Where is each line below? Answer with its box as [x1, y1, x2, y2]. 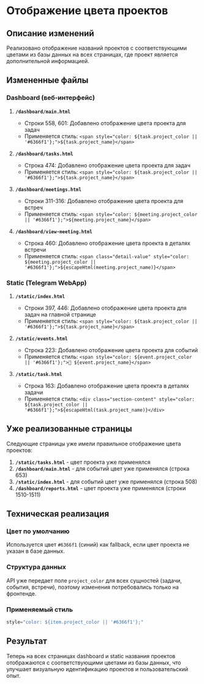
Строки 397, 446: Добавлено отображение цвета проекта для [24, 304, 187, 312]
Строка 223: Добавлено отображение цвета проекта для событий [24, 346, 198, 353]
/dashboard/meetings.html [15, 186, 81, 193]
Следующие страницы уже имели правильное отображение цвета [6, 440, 181, 447]
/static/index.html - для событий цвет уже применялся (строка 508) [15, 478, 198, 485]
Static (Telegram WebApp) [6, 279, 87, 287]
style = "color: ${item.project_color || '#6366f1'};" [6, 619, 144, 626]
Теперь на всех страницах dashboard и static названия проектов [6, 652, 176, 659]
